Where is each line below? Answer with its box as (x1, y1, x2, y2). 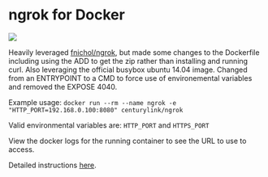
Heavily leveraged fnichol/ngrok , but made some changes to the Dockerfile (8, 47, 260, 57)
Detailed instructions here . (8, 160, 97, 170)
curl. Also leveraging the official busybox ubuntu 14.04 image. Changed (8, 65, 248, 74)
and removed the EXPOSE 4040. (8, 82, 118, 91)
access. (8, 144, 35, 154)
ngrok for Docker (8, 6, 126, 24)
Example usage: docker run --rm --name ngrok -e (8, 97, 177, 107)
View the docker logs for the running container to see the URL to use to (8, 136, 247, 145)
